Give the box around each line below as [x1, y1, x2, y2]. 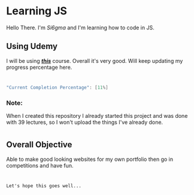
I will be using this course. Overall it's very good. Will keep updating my [6, 57, 183, 64]
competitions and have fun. [6, 162, 74, 169]
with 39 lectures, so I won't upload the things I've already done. [6, 118, 163, 126]
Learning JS [6, 4, 68, 18]
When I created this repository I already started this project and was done [6, 112, 188, 120]
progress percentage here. [6, 63, 72, 71]
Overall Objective [6, 139, 72, 150]
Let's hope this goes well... [6, 182, 82, 189]
